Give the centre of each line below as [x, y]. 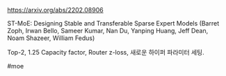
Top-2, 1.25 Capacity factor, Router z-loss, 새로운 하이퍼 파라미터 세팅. [106, 52]
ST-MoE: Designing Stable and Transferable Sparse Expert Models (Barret [113, 23]
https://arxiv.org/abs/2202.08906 [55, 10]
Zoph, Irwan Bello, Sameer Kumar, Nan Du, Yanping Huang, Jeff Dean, [108, 31]
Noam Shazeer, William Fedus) [51, 38]
